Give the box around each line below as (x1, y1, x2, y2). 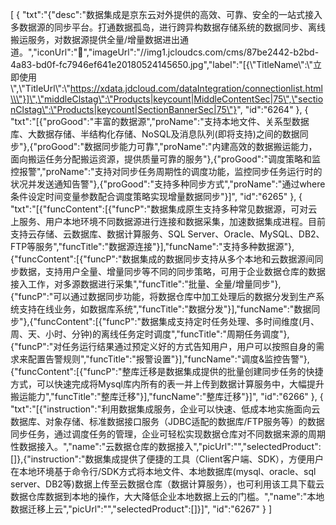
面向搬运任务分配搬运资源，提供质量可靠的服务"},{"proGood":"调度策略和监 (10, 153, 321, 165)
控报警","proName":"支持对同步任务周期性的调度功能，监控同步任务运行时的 (10, 166, 323, 177)
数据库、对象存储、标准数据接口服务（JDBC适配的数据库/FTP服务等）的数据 (10, 416, 325, 427)
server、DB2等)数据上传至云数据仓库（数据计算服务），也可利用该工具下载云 (10, 478, 325, 490)
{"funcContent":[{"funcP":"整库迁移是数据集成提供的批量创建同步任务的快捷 (10, 366, 324, 377)
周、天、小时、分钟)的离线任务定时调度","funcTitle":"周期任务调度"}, (10, 328, 290, 340)
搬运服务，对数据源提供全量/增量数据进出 (10, 34, 181, 45)
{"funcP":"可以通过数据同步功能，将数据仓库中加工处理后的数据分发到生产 (10, 291, 317, 302)
